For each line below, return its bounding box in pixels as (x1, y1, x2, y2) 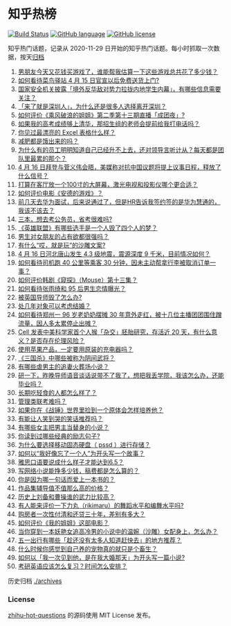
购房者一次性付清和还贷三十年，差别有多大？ (17, 509, 146, 518)
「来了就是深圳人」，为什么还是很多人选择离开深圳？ (17, 102, 167, 110)
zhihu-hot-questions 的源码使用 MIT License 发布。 (8, 611, 155, 620)
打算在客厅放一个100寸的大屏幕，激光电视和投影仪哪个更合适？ (17, 180, 198, 188)
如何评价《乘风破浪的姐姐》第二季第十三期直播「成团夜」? (17, 110, 185, 119)
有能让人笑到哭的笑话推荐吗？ (17, 414, 103, 423)
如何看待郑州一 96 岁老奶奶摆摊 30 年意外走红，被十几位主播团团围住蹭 (17, 310, 222, 319)
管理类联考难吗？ (17, 397, 67, 405)
